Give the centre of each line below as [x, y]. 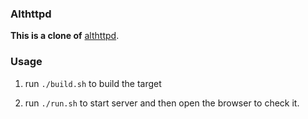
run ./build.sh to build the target [93, 83]
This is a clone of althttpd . [65, 36]
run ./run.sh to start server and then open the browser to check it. [162, 103]
